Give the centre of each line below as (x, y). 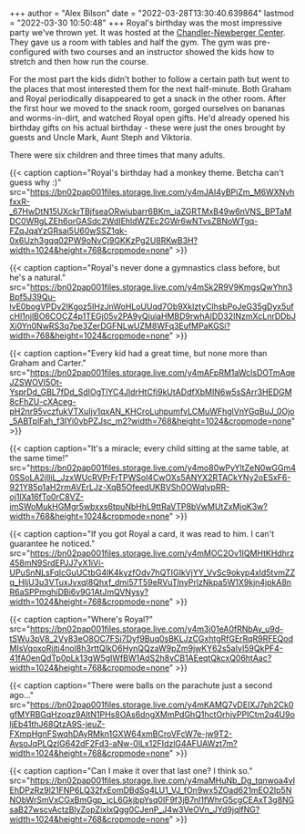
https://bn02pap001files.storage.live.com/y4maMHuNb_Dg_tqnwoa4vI (163, 780)
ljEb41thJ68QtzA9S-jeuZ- (57, 724)
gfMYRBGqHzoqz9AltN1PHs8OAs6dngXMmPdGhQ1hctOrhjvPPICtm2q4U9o (152, 714)
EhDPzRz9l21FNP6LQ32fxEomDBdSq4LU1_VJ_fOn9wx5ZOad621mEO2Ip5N (151, 790)
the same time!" (39, 458)
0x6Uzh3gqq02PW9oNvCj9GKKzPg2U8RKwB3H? (104, 240)
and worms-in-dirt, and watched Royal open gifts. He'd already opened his (149, 118)
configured (30, 52)
